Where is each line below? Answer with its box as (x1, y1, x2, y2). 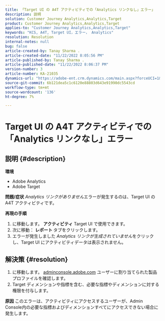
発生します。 (5, 311, 31, 317)
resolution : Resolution (5, 35, 54, 40)
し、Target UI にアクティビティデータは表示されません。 (12, 239, 126, 245)
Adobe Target (12, 184, 40, 190)
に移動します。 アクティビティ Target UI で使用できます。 (12, 221, 128, 227)
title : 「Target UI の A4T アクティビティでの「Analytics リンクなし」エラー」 (5, 7, 156, 12)
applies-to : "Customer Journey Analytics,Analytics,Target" (5, 26, 131, 31)
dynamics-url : (5, 76, 34, 81)
